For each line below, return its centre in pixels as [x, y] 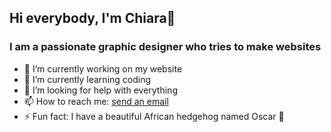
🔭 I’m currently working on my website [103, 68]
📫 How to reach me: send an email [96, 101]
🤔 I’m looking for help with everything [100, 90]
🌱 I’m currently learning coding [87, 79]
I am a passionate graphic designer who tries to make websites [165, 47]
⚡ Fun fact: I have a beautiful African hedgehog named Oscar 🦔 [154, 116]
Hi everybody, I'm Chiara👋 [92, 18]
